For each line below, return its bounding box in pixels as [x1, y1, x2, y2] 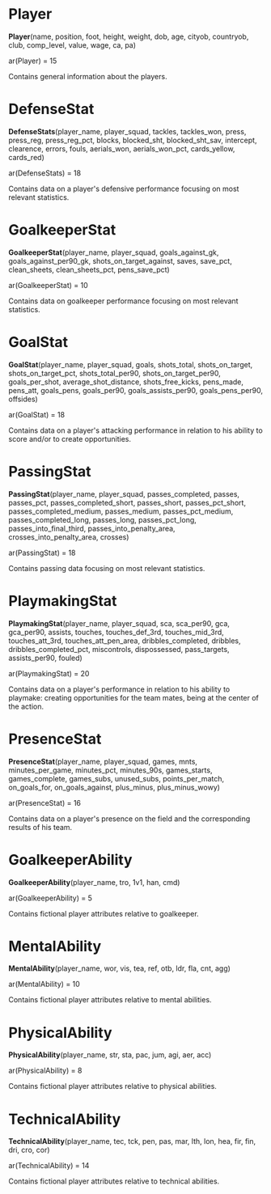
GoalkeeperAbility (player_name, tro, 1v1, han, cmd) [8, 877, 180, 887]
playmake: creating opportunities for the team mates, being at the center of [8, 692, 259, 702]
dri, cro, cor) [8, 1145, 50, 1155]
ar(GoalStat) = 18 [8, 409, 66, 419]
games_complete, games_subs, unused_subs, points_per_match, [8, 773, 225, 783]
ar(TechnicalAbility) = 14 [8, 1161, 90, 1171]
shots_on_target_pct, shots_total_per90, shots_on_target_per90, [8, 368, 221, 378]
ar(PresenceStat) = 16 [8, 798, 82, 807]
